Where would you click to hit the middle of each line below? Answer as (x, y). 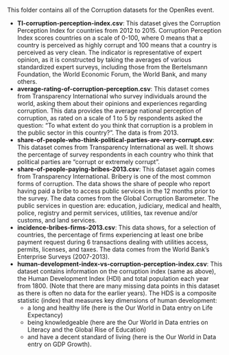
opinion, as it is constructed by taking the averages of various (104, 60)
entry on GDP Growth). (60, 344)
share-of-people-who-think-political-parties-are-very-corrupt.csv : (116, 140)
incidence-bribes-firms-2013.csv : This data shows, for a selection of (116, 227)
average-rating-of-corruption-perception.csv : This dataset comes (113, 89)
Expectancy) (45, 315)
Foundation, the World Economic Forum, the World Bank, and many (112, 74)
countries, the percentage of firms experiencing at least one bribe (110, 235)
